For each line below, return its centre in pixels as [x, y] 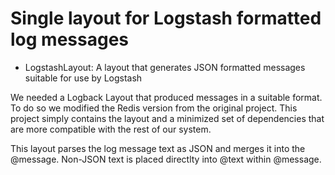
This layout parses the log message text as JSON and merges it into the [158, 148]
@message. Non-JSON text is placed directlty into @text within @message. [166, 159]
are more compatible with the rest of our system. [111, 129]
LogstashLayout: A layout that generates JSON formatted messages [165, 67]
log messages [69, 39]
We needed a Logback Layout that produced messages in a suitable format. [166, 97]
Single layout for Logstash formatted [166, 18]
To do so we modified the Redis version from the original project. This [154, 108]
